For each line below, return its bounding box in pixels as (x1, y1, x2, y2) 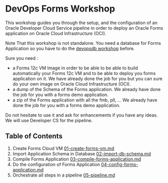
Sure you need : (5, 55, 38, 61)
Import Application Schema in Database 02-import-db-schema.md (12, 150, 151, 156)
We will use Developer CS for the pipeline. (5, 117, 93, 123)
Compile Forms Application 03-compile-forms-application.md (12, 156, 141, 162)
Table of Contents (5, 132, 63, 141)
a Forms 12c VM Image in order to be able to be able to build (12, 65, 138, 71)
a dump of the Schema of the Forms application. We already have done (12, 86, 161, 92)
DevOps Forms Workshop (5, 3, 115, 15)
